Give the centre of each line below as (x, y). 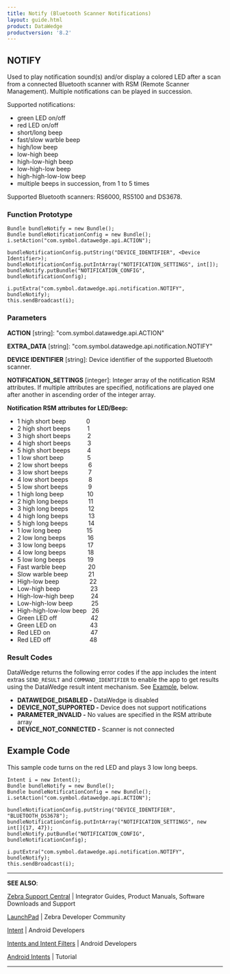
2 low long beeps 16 (55, 537)
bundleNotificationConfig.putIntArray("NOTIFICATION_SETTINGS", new (107, 822)
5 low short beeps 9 (54, 487)
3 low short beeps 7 (54, 472)
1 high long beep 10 (55, 494)
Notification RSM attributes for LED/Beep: (67, 408)
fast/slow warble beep (49, 140)
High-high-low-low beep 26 (58, 610)
